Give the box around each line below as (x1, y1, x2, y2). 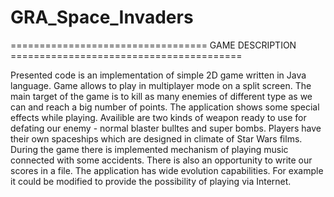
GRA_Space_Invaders (10, 6, 194, 29)
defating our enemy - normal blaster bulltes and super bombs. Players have (10, 122, 322, 134)
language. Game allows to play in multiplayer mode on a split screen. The (10, 79, 312, 91)
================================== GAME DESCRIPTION (10, 39, 297, 51)
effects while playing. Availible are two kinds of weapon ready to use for (10, 111, 307, 123)
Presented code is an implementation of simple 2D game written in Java (10, 69, 307, 81)
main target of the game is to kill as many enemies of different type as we (10, 90, 313, 102)
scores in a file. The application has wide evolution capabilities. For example (10, 164, 324, 176)
